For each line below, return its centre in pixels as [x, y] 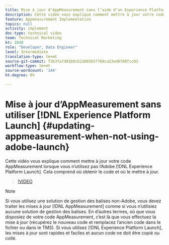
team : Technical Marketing [33, 38]
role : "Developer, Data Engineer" [41, 47]
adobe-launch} [37, 147]
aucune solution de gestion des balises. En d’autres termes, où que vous [80, 211]
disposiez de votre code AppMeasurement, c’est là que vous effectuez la [81, 217]
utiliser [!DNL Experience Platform [78, 115]
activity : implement [27, 29]
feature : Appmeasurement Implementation [48, 19]
